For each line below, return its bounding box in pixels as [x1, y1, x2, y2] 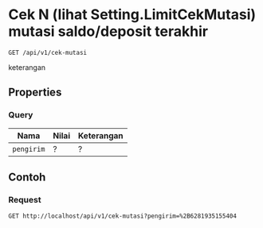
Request [8, 194, 41, 205]
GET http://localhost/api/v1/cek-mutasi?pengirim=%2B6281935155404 [8, 212, 237, 220]
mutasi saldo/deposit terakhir [8, 22, 209, 41]
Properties [8, 86, 62, 99]
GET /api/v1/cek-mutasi [8, 48, 88, 56]
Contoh [8, 171, 46, 184]
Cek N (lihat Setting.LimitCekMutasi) [8, 6, 257, 24]
